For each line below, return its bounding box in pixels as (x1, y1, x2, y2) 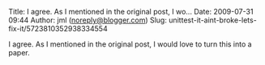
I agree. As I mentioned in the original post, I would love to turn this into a (8, 39, 253, 49)
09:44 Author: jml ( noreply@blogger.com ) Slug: (8, 15, 168, 25)
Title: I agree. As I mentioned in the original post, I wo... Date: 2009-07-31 (8, 7, 254, 16)
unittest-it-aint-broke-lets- (169, 15, 257, 25)
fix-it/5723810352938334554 (8, 24, 108, 33)
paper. (8, 48, 30, 57)
